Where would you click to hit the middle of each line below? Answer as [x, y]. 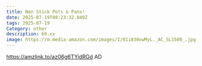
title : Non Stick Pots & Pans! [46, 12]
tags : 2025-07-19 [28, 23]
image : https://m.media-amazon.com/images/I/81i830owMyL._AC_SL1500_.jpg [101, 40]
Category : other [27, 28]
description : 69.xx [31, 34]
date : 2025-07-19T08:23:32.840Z [47, 17]
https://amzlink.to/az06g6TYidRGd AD [54, 57]
